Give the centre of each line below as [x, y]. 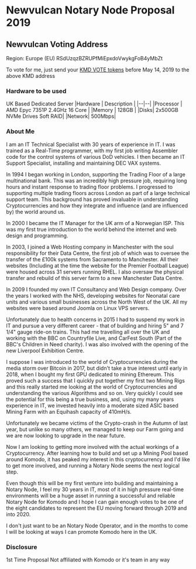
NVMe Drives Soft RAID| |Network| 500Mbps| [61, 116]
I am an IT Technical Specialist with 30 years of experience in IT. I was [91, 144]
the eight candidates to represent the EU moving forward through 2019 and [97, 508]
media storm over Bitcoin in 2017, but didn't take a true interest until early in [97, 368]
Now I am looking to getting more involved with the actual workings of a [92, 447]
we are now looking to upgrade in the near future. [66, 435]
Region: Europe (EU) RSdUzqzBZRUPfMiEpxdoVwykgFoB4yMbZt [84, 58]
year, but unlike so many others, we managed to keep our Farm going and [95, 429]
